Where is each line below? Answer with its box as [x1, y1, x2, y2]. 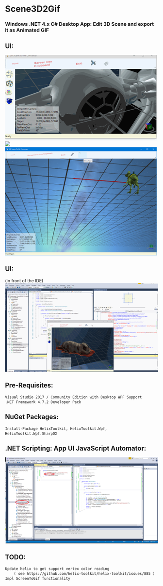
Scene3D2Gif [5, 3, 61, 15]
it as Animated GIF [5, 27, 49, 33]
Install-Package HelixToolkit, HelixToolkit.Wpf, [5, 426, 108, 431]
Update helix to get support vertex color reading [5, 567, 110, 571]
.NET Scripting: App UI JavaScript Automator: [5, 444, 147, 452]
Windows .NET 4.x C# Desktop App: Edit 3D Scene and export [5, 21, 154, 28]
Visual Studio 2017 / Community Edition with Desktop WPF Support [5, 394, 142, 400]
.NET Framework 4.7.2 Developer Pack [5, 399, 81, 405]
